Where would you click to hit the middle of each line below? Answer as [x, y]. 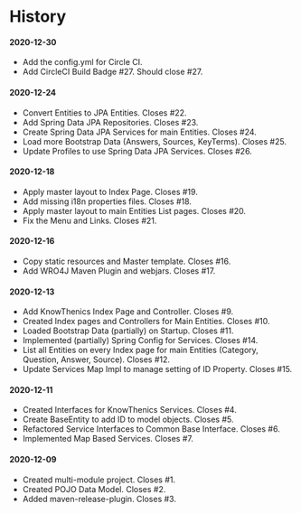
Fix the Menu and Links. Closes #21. [89, 220]
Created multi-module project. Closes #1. [99, 480]
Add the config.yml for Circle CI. [82, 62]
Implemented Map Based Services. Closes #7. [108, 439]
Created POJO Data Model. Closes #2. [94, 489]
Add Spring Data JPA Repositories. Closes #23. [110, 122]
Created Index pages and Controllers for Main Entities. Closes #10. [146, 322]
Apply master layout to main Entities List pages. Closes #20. [134, 210]
